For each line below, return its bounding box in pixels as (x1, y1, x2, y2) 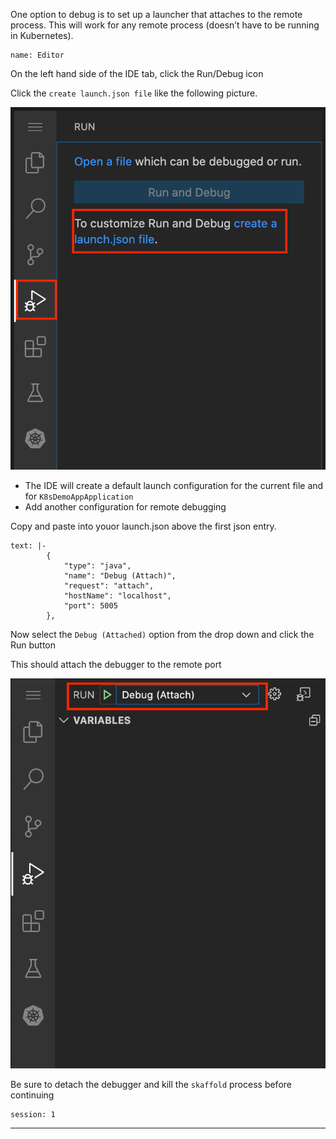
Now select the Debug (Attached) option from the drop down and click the (10, 629, 315, 641)
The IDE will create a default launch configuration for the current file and (24, 480, 324, 492)
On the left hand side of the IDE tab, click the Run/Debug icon (10, 68, 264, 79)
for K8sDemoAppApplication (24, 490, 134, 503)
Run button (10, 639, 57, 651)
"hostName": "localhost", (63, 591, 172, 601)
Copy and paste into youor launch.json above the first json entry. (10, 520, 277, 533)
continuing (10, 1089, 55, 1101)
